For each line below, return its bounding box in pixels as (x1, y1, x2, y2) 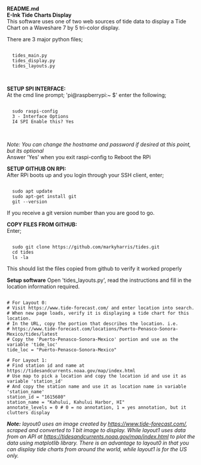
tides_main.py (12, 53, 47, 59)
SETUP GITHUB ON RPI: (7, 165, 66, 172)
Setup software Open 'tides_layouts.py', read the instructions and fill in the (7, 276, 192, 284)
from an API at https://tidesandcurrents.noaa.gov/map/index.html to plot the (7, 433, 196, 440)
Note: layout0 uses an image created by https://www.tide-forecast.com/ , (7, 420, 188, 427)
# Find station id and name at (7, 363, 85, 369)
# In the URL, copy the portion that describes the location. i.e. (7, 321, 179, 327)
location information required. (7, 283, 80, 290)
